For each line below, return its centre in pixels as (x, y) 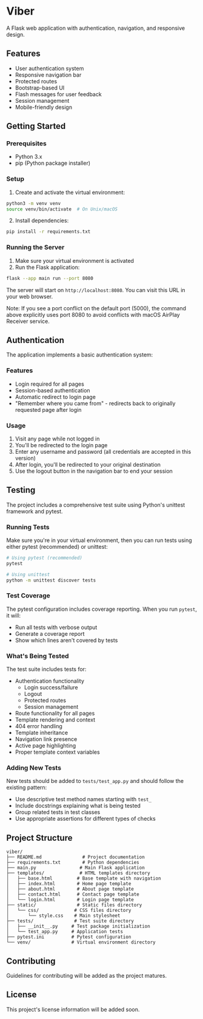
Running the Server (35, 248)
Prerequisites (26, 144)
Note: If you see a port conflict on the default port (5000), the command (96, 308)
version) (25, 458)
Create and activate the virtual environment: (70, 192)
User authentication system (49, 68)
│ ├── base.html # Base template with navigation (84, 878)
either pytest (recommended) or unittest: (57, 547)
